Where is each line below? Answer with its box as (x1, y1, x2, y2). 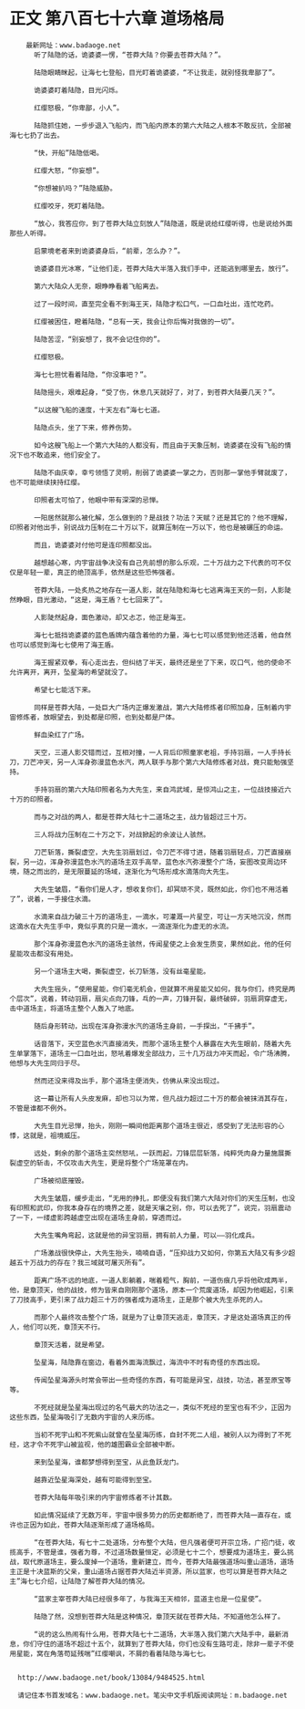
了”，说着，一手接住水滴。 (9, 895, 96, 904)
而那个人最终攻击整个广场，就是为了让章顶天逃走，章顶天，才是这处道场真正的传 (33, 1312, 291, 1322)
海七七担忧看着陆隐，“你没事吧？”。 (33, 370, 151, 379)
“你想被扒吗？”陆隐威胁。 (33, 183, 117, 192)
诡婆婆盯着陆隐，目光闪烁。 (33, 86, 123, 95)
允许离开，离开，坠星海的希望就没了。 (9, 668, 132, 677)
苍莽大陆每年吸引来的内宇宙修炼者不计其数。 (33, 1493, 177, 1502)
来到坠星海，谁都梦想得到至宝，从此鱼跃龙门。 (33, 1457, 184, 1466)
